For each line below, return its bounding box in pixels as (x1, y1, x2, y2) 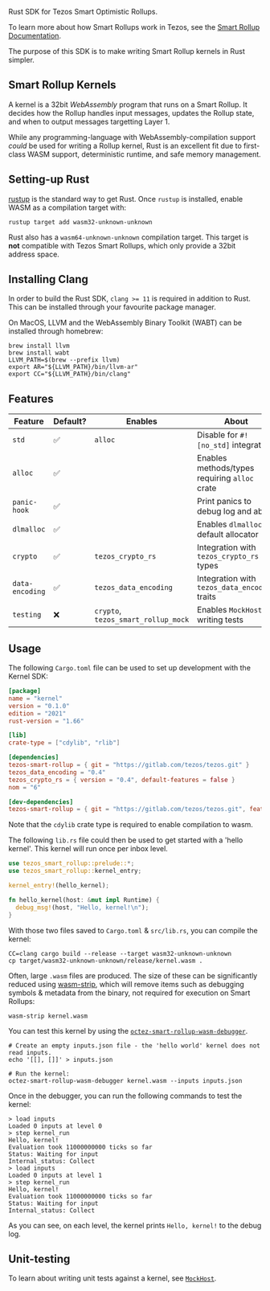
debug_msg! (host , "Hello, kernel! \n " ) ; (15, 904, 149, 912)
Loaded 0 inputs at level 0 (8, 1121, 103, 1130)
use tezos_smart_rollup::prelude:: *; (8, 859, 135, 867)
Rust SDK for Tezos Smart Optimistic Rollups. (8, 7, 158, 16)
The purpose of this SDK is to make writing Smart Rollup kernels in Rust (8, 47, 245, 55)
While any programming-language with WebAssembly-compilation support (8, 132, 256, 141)
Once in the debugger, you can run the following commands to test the (8, 1091, 243, 1100)
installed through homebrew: (8, 326, 104, 336)
